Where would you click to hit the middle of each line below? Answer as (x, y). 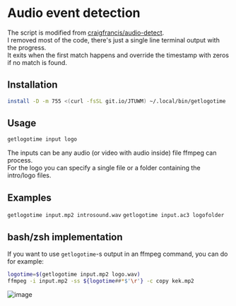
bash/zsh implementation (65, 237)
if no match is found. (37, 62)
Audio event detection (74, 13)
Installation (33, 85)
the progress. (27, 47)
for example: (26, 261)
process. (20, 160)
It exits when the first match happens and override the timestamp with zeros (118, 55)
